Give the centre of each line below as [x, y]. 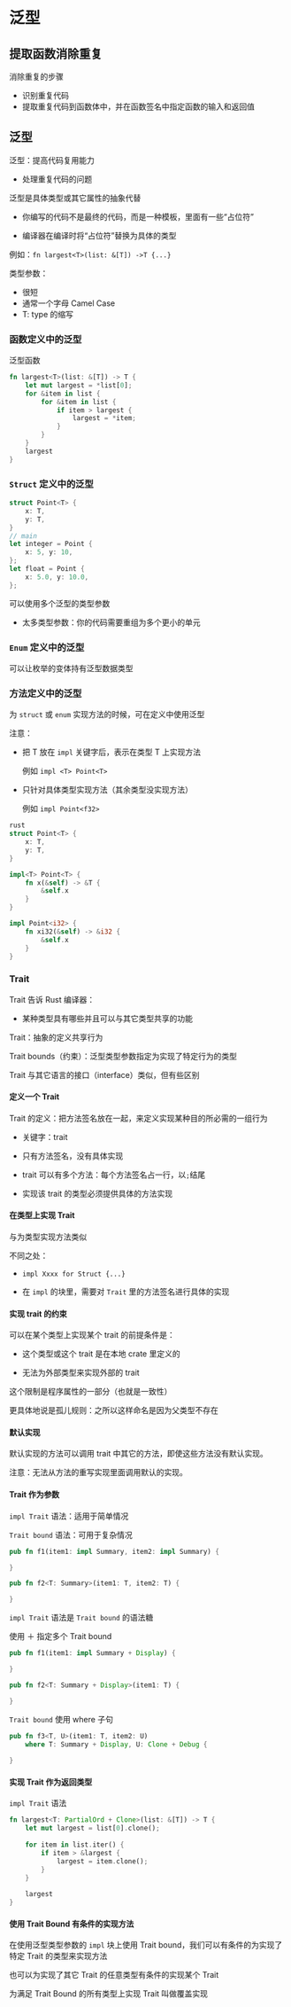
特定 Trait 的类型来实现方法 [58, 1956]
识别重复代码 [45, 95]
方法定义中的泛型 [46, 693]
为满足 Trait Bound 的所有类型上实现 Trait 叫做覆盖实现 [109, 1994]
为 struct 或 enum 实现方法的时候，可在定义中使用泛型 [107, 715]
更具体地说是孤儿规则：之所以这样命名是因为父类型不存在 [114, 1410]
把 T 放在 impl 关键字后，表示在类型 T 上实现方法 [111, 752]
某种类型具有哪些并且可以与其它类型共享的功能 [107, 1018]
